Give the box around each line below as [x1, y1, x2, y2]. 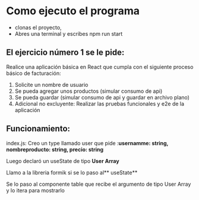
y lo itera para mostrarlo [6, 186, 65, 194]
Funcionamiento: [6, 124, 70, 134]
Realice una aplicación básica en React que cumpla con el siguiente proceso [6, 63, 194, 70]
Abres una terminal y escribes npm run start [14, 30, 123, 37]
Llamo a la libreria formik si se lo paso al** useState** [6, 168, 138, 176]
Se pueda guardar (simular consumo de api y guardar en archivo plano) [14, 93, 190, 101]
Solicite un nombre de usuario [14, 81, 89, 88]
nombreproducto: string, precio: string [6, 146, 104, 153]
